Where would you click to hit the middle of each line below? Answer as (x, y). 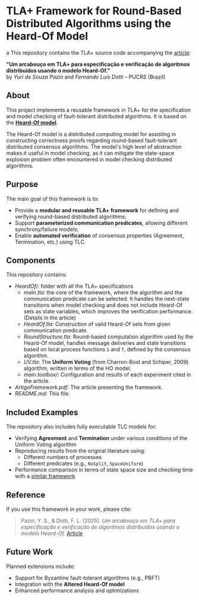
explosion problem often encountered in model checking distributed (89, 159)
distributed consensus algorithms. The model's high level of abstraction (94, 146)
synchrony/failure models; (47, 229)
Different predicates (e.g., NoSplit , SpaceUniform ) (83, 464)
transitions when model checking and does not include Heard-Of (103, 305)
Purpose (22, 185)
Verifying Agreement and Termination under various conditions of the (101, 438)
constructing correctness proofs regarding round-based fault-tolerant (91, 140)
